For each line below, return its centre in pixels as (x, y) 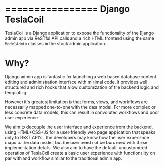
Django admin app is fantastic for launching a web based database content (81, 76)
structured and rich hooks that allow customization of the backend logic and (82, 87)
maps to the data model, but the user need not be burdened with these (76, 142)
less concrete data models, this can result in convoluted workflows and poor (82, 112)
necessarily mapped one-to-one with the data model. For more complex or (80, 107)
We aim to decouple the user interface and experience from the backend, (79, 127)
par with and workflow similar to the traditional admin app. (64, 158)
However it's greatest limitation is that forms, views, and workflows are (77, 102)
